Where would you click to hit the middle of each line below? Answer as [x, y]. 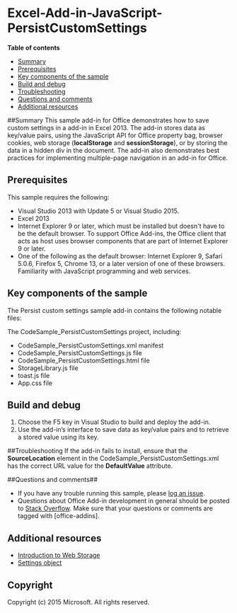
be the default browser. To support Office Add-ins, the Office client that [122, 233]
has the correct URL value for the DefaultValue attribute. [90, 466]
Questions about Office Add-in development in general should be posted [123, 501]
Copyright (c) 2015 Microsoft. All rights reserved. [79, 602]
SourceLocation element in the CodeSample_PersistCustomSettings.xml [113, 459]
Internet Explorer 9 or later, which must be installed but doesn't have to [121, 226]
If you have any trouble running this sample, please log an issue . [111, 493]
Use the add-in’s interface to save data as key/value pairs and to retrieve [123, 430]
